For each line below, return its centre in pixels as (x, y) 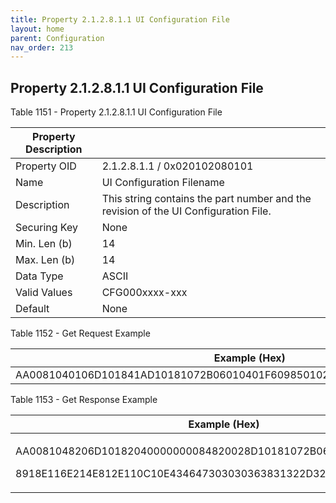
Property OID (46, 166)
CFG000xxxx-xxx (144, 293)
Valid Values (44, 293)
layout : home (37, 29)
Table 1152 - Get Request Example (80, 333)
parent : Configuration (57, 38)
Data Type (39, 276)
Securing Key (46, 228)
